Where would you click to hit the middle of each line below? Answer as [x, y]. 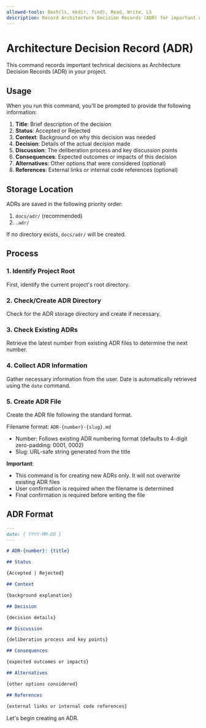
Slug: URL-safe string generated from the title [73, 452]
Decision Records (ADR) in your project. [57, 72]
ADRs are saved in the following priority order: [65, 204]
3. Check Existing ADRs [42, 329]
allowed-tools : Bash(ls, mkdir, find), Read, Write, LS [79, 12]
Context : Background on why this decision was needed [85, 137]
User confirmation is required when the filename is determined [94, 488]
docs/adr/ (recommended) [49, 216]
